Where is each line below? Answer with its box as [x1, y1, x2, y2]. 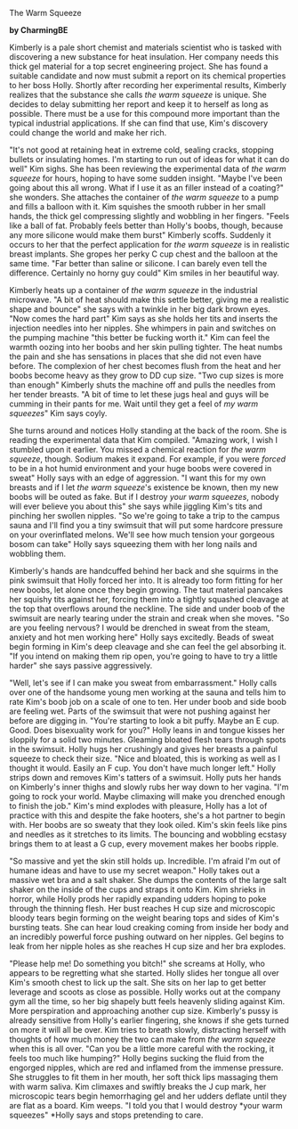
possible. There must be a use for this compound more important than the [9, 109, 280, 119]
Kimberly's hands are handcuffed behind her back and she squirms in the [9, 566, 278, 576]
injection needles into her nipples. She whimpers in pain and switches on [9, 323, 277, 333]
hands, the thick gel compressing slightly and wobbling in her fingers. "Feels [9, 211, 290, 221]
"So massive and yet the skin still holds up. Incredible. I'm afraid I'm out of [9, 855, 281, 866]
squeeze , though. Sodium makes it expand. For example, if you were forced [9, 454, 286, 464]
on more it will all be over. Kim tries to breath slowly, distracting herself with [9, 1025, 286, 1035]
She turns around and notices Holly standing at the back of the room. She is [9, 425, 287, 436]
